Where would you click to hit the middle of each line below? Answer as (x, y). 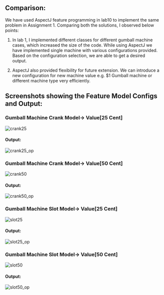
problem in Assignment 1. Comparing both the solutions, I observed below (80, 25)
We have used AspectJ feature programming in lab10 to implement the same (82, 20)
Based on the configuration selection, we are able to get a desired (79, 55)
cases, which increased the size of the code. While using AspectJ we (82, 45)
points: (12, 30)
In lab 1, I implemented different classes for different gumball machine (82, 40)
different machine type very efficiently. (51, 80)
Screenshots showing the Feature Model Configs (81, 96)
